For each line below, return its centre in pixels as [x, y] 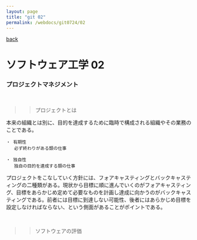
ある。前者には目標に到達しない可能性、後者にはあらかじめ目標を [111, 199]
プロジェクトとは [56, 110]
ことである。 [21, 129]
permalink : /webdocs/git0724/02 [46, 22]
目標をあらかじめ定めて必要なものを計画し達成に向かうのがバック [96, 192]
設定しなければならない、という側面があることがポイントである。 [86, 207]
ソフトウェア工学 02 [55, 65]
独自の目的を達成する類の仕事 [44, 166]
